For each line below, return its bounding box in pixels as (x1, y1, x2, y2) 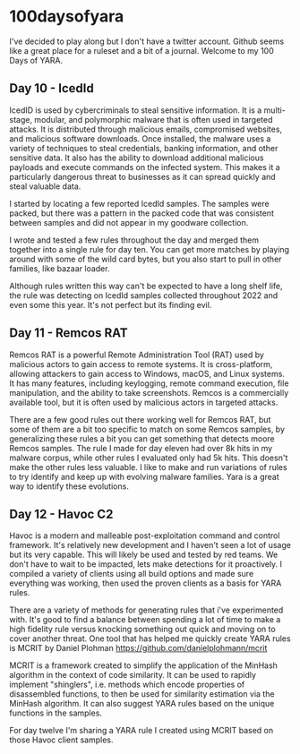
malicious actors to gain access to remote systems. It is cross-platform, (9, 358, 273, 369)
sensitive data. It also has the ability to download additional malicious (9, 152, 264, 163)
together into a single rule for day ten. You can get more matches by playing (9, 244, 289, 254)
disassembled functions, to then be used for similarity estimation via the (9, 689, 275, 699)
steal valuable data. (9, 181, 81, 192)
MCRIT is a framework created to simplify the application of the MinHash (9, 660, 278, 671)
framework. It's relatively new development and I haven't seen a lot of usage (9, 540, 291, 551)
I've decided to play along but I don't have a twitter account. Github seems (9, 36, 285, 47)
